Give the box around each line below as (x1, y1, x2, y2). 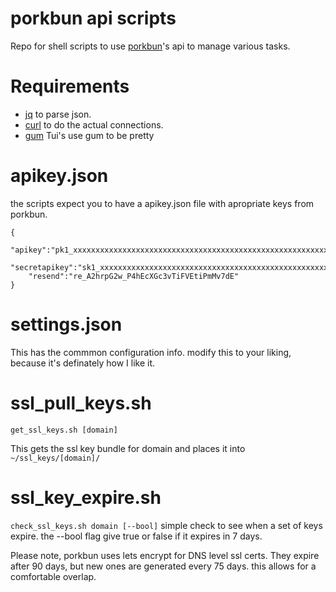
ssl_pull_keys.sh (10, 392, 152, 414)
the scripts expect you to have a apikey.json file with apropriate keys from (10, 197, 315, 209)
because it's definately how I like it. (10, 357, 156, 369)
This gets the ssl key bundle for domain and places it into (10, 442, 246, 454)
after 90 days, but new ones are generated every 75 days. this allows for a (10, 560, 317, 572)
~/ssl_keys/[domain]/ (10, 453, 101, 463)
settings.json (10, 313, 123, 336)
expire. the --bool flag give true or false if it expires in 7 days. (10, 530, 263, 542)
